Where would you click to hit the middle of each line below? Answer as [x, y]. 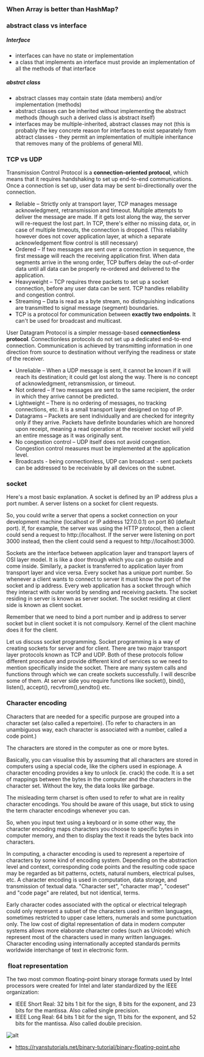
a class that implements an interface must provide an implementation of [105, 62]
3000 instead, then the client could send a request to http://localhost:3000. [101, 541]
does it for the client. [32, 630]
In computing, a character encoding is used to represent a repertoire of [96, 853]
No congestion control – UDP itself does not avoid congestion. [93, 442]
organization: [23, 992]
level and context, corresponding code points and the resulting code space [100, 866]
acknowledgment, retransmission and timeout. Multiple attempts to [99, 210]
